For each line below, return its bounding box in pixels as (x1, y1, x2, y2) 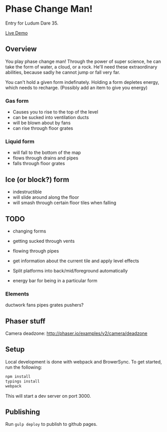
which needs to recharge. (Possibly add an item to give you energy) (5, 84, 148, 90)
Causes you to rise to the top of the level (12, 109, 99, 115)
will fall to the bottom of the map (12, 149, 81, 156)
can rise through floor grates (12, 125, 73, 131)
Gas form (5, 97, 29, 104)
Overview (5, 44, 37, 54)
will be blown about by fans (12, 120, 71, 126)
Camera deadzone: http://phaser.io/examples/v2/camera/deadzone (5, 330, 148, 336)
